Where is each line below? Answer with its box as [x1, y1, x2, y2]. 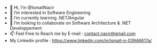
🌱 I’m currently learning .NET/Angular [9, 15, 85, 20]
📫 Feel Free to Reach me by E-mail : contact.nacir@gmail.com [9, 31, 136, 36]
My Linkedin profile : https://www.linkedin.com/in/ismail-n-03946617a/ [9, 38, 152, 43]
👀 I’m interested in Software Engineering [9, 10, 91, 16]
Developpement [9, 25, 42, 31]
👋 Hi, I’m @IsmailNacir [9, 5, 55, 10]
